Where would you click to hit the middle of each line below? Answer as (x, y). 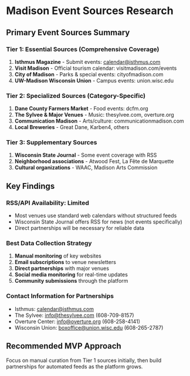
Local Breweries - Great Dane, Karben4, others (72, 127)
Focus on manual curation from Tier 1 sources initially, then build (84, 360)
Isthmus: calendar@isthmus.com (54, 309)
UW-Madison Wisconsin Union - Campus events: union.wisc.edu (94, 80)
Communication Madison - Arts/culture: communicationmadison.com (99, 121)
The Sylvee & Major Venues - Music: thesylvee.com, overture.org (94, 115)
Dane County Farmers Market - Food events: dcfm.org (81, 109)
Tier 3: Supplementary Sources (52, 143)
